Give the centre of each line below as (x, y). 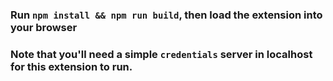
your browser (44, 27)
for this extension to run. (71, 66)
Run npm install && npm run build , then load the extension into (166, 15)
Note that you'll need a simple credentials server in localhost (161, 54)
